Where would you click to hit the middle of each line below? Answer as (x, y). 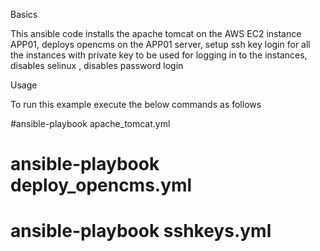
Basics (24, 14)
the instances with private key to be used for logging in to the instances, (159, 55)
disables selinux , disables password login (97, 65)
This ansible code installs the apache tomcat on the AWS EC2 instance (156, 33)
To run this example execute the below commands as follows (136, 104)
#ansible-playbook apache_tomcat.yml (90, 123)
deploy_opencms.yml (101, 185)
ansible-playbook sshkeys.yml (141, 231)
